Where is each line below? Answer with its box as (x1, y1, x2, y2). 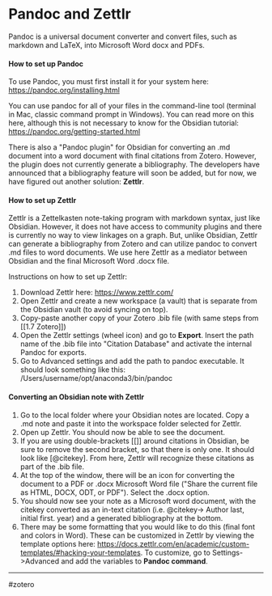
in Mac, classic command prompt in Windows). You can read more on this (8, 110, 255, 120)
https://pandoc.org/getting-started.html (8, 127, 141, 137)
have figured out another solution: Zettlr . (8, 177, 145, 187)
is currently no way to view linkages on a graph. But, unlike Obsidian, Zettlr (8, 230, 257, 240)
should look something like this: (19, 365, 126, 374)
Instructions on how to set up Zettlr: (8, 272, 128, 281)
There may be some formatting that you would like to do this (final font (19, 522, 255, 531)
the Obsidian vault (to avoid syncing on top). (19, 305, 168, 315)
